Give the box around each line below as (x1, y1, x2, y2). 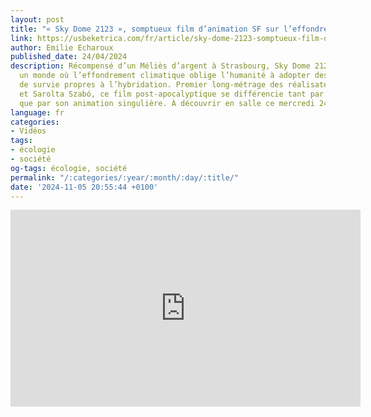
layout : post (10, 14, 65, 25)
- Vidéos (10, 126, 47, 136)
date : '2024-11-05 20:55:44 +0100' (10, 182, 159, 192)
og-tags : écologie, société (10, 163, 128, 173)
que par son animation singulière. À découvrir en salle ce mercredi (19, 98, 315, 108)
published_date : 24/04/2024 (10, 52, 128, 62)
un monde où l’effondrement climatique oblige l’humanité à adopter (19, 71, 311, 81)
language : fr (10, 107, 65, 118)
